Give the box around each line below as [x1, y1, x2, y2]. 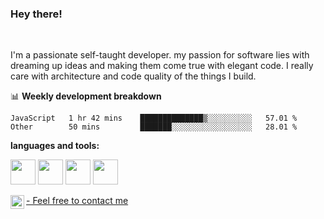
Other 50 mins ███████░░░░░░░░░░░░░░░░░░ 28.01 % [10, 122, 298, 132]
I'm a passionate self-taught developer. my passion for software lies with [10, 49, 310, 61]
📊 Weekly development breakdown [10, 90, 162, 102]
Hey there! [10, 7, 63, 21]
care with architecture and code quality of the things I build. [10, 70, 257, 82]
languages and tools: [10, 140, 100, 152]
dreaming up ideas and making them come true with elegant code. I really [10, 60, 314, 72]
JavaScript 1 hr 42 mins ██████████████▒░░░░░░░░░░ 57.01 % [10, 113, 298, 124]
